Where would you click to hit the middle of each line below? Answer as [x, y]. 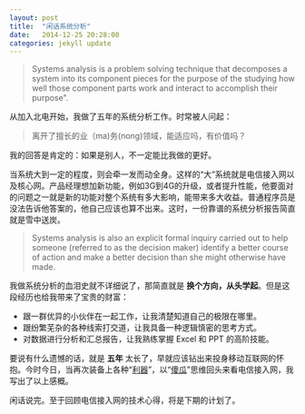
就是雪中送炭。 [37, 220]
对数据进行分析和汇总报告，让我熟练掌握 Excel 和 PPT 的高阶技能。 [148, 339]
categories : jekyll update [60, 43]
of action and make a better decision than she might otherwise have [158, 257]
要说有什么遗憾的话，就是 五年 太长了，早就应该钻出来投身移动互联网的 [143, 359]
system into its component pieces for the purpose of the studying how [163, 79]
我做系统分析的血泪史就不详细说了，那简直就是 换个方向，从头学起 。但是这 [150, 286]
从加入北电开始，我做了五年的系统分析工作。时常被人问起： [121, 117]
